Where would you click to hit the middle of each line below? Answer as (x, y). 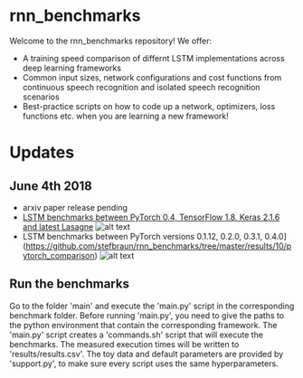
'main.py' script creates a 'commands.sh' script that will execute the (137, 335)
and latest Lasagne (58, 226)
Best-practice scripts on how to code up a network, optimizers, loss (149, 106)
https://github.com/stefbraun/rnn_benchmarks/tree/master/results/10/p (159, 246)
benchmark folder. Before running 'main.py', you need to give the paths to (147, 315)
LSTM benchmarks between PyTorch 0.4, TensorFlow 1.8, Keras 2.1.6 (151, 217)
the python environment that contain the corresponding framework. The (143, 325)
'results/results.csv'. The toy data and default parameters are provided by (147, 354)
